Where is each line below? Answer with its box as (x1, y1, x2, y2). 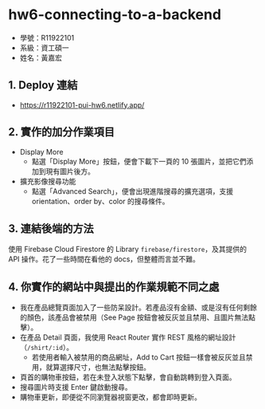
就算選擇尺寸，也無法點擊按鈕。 (45, 363, 151, 372)
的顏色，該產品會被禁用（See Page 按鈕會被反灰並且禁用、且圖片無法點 (19, 313, 256, 322)
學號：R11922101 (19, 33, 75, 42)
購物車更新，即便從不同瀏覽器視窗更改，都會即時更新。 (19, 392, 201, 402)
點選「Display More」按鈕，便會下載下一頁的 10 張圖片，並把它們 (31, 156, 247, 166)
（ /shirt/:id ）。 (19, 343, 74, 352)
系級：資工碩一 (19, 42, 69, 53)
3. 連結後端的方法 (8, 222, 94, 235)
